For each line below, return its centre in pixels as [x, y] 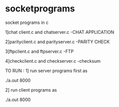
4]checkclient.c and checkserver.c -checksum [53, 61]
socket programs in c [27, 22]
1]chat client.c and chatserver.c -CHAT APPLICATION [60, 32]
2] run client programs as [31, 90]
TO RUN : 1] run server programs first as [46, 71]
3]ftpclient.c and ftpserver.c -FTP [39, 51]
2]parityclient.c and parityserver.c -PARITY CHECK [58, 42]
